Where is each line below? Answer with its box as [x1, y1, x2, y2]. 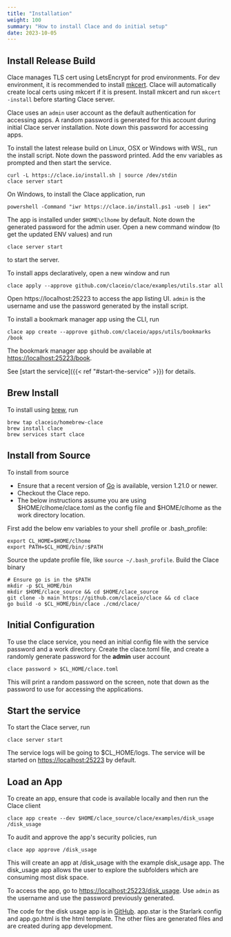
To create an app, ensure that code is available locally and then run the [7, 794, 209, 802]
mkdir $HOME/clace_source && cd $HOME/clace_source [7, 588, 159, 595]
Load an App [7, 776, 63, 787]
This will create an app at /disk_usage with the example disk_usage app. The [7, 858, 225, 867]
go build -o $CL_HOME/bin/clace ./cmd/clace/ [7, 600, 140, 607]
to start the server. [7, 256, 60, 264]
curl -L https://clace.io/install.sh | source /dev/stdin [7, 172, 177, 179]
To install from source [7, 468, 69, 476]
